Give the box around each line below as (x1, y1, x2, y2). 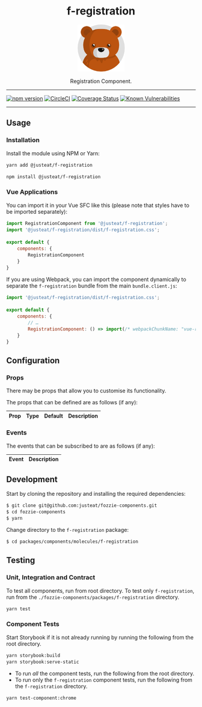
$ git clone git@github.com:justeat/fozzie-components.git (6, 502, 158, 509)
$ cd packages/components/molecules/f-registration (6, 539, 138, 545)
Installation (6, 136, 40, 144)
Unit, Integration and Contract (6, 573, 96, 582)
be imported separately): (6, 208, 68, 215)
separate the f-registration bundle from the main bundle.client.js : (6, 282, 177, 289)
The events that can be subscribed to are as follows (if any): (6, 442, 155, 449)
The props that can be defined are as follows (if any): (6, 399, 138, 406)
